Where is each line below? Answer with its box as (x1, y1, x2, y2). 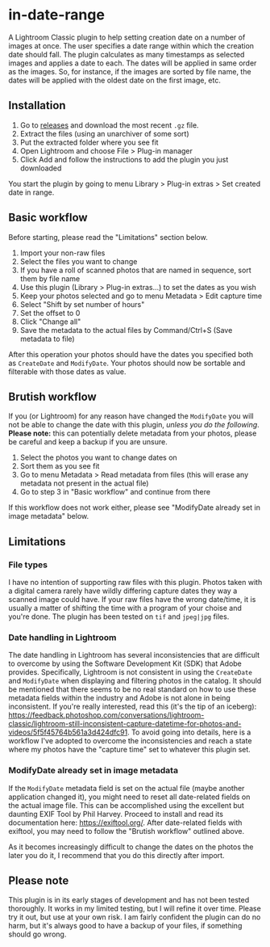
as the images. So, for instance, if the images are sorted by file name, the (8, 66, 251, 76)
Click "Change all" (19, 317, 81, 326)
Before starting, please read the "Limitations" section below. (8, 232, 208, 242)
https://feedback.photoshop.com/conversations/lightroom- (8, 710, 205, 720)
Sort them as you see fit (19, 461, 100, 471)
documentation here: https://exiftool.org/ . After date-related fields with (8, 818, 243, 827)
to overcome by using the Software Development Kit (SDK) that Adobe (8, 659, 242, 668)
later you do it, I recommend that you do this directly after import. (8, 850, 225, 860)
